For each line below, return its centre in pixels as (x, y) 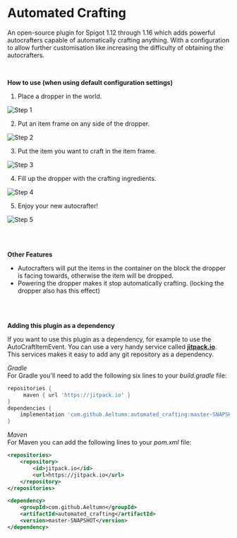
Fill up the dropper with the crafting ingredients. (87, 178)
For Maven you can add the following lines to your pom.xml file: (99, 443)
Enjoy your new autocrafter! (58, 206)
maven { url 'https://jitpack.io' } (77, 395)
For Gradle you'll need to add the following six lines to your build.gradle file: (117, 375)
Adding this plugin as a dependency (61, 325)
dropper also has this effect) (59, 291)
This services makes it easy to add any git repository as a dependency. (110, 354)
